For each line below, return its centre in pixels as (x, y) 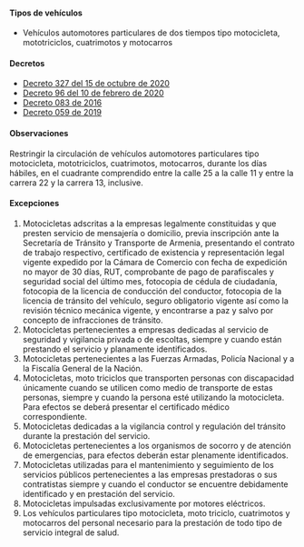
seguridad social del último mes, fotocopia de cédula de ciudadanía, (150, 281)
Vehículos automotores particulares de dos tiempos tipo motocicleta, (151, 33)
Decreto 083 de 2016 (62, 103)
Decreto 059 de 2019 (62, 113)
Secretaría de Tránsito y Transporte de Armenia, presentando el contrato (158, 243)
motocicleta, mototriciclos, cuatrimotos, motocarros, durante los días (138, 163)
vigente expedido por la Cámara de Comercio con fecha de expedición (155, 262)
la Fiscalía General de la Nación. (83, 368)
